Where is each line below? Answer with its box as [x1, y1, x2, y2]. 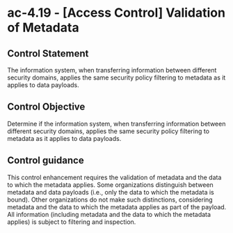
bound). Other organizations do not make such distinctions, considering [7, 195, 214, 204]
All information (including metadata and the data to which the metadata [7, 210, 211, 218]
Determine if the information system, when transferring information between [7, 119, 226, 128]
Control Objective [7, 101, 86, 113]
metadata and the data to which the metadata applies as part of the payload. [7, 202, 227, 211]
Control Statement [7, 47, 89, 59]
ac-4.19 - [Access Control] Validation [7, 5, 226, 21]
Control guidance [7, 155, 85, 167]
